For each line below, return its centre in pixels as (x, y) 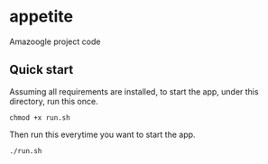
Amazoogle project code (55, 41)
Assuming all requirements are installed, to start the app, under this (134, 91)
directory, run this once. (54, 101)
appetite (42, 17)
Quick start (42, 70)
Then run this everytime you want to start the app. (102, 134)
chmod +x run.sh (40, 118)
